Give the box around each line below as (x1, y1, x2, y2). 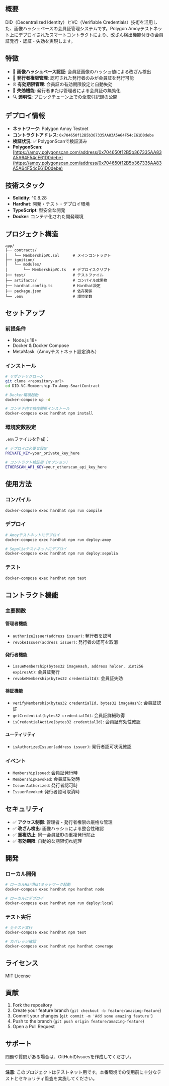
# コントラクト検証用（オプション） (5, 460, 70, 465)
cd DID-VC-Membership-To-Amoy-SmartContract (5, 383, 100, 388)
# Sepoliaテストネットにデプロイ (5, 546, 67, 552)
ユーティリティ (5, 731, 36, 737)
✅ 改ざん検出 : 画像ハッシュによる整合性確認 (12, 825, 104, 831)
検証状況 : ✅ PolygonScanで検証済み (12, 138, 88, 145)
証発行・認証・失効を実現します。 (5, 38, 75, 44)
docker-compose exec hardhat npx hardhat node (5, 887, 105, 892)
